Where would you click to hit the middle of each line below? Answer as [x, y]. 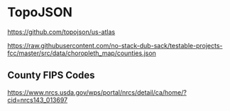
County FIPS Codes [51, 75]
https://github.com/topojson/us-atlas [61, 32]
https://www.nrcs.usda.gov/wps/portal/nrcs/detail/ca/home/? [97, 92]
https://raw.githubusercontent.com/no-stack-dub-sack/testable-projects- [115, 45]
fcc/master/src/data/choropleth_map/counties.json [82, 53]
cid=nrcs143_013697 [38, 100]
